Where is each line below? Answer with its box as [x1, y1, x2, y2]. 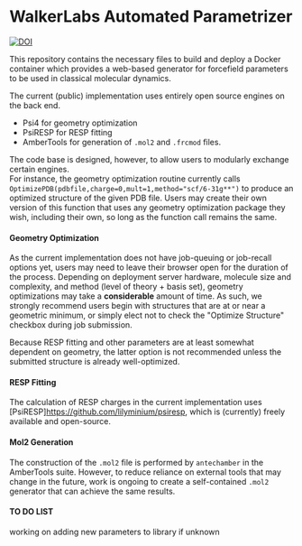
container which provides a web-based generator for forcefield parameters [9, 63, 288, 74]
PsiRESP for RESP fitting [22, 126, 113, 137]
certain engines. [9, 163, 70, 174]
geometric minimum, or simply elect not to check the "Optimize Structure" [9, 310, 285, 321]
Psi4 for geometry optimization [22, 117, 138, 128]
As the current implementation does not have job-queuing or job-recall [9, 253, 272, 264]
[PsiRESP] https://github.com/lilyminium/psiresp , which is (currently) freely [9, 406, 286, 417]
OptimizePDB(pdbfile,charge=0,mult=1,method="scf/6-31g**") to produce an [9, 182, 294, 193]
